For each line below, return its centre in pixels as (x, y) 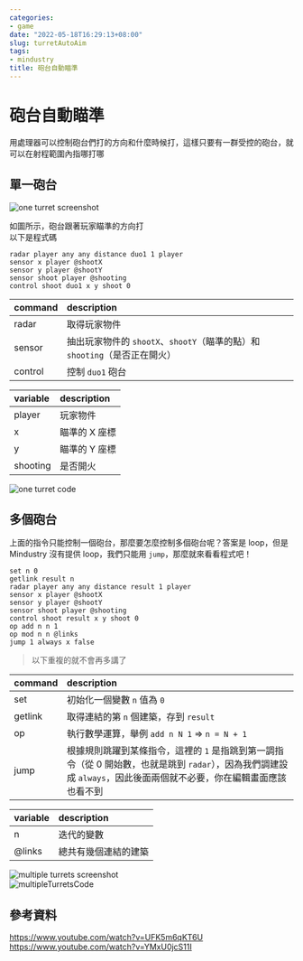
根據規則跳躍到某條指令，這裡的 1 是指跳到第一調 (170, 751)
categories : (32, 18)
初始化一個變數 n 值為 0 (115, 700)
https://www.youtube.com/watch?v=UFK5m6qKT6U (106, 938)
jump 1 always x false (52, 642)
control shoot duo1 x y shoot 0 (70, 285)
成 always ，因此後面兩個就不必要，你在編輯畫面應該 (176, 778)
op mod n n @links (44, 634)
